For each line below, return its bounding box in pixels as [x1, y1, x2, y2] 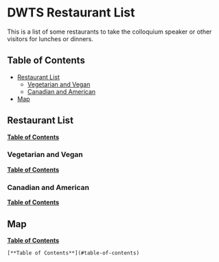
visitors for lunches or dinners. [7, 34, 94, 43]
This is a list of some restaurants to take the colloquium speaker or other [7, 27, 212, 36]
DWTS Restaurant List [7, 5, 135, 21]
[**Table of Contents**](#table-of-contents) [7, 249, 139, 257]
